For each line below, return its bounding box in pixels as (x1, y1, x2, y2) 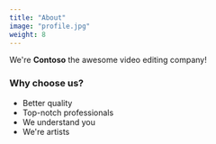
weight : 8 (9, 30, 47, 39)
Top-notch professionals (22, 107, 114, 118)
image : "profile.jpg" (9, 22, 91, 31)
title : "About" (9, 13, 67, 22)
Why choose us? (9, 77, 84, 90)
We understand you (22, 116, 96, 127)
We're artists (22, 126, 70, 137)
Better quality (22, 97, 73, 108)
